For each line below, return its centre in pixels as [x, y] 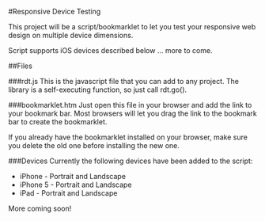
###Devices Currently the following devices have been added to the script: [131, 161]
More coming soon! [40, 208]
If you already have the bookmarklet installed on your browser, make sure [128, 137]
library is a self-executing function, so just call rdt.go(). [98, 90]
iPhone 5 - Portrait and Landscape [76, 185]
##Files [21, 66]
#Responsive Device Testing [55, 11]
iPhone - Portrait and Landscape [73, 176]
